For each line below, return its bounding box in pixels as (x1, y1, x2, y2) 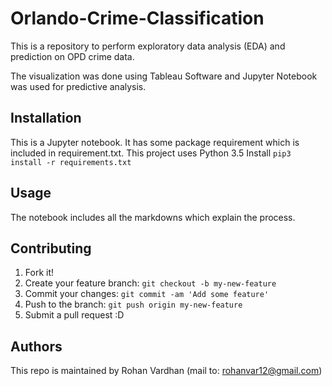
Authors (10, 338, 63, 355)
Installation (10, 110, 82, 127)
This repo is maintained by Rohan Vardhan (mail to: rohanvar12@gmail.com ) (10, 365, 323, 377)
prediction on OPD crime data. (10, 50, 135, 62)
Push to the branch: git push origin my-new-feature (24, 298, 243, 311)
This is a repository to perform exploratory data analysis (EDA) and (10, 40, 286, 52)
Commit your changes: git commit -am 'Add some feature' (24, 288, 270, 300)
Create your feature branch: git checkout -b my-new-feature (24, 277, 277, 289)
